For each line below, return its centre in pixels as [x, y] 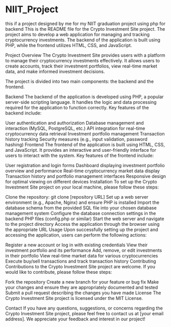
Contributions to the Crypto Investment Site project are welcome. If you [80, 266]
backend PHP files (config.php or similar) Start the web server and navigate [85, 219]
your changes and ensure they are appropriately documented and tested [82, 287]
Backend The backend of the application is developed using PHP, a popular [85, 97]
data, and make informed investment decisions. [55, 71]
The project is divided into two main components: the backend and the [80, 81]
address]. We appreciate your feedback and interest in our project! [75, 319]
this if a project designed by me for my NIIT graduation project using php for [86, 24]
